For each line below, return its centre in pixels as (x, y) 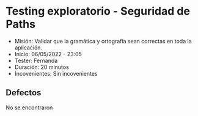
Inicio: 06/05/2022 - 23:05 (48, 54)
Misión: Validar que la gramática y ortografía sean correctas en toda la (103, 41)
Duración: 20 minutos (42, 67)
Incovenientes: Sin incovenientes (56, 73)
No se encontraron (29, 107)
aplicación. (28, 48)
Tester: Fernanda (36, 60)
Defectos (24, 93)
